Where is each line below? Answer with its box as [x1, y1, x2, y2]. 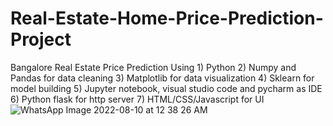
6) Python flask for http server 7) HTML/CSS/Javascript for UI [10, 93, 265, 105]
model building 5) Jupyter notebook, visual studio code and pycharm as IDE [10, 82, 323, 94]
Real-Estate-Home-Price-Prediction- [10, 7, 324, 30]
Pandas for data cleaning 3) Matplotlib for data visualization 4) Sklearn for [10, 72, 315, 84]
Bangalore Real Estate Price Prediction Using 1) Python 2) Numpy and [10, 61, 297, 73]
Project [10, 28, 72, 51]
